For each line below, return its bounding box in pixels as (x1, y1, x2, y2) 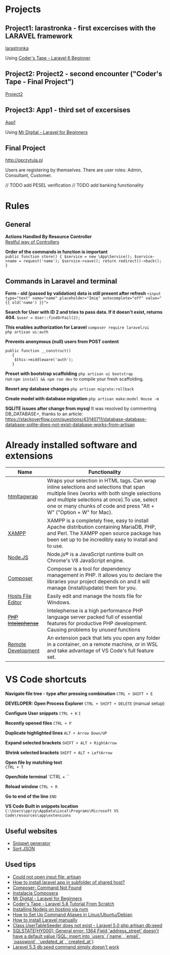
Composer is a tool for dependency (47, 565, 131, 572)
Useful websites (5, 827, 58, 835)
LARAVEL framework (5, 31, 73, 40)
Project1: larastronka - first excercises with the (5, 24, 156, 32)
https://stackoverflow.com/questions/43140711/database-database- (5, 416, 147, 422)
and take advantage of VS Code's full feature (47, 647, 154, 654)
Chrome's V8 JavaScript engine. (47, 557, 124, 564)
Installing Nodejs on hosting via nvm (12, 906, 89, 912)
